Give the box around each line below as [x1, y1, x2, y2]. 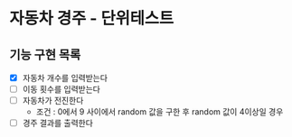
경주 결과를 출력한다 [22, 118, 93, 129]
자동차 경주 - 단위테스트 [9, 8, 174, 29]
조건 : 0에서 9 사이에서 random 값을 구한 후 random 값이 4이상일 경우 [35, 106, 284, 117]
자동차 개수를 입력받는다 [22, 73, 108, 83]
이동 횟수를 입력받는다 [22, 84, 101, 95]
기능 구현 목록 [9, 47, 81, 62]
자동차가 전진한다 [22, 96, 84, 106]
